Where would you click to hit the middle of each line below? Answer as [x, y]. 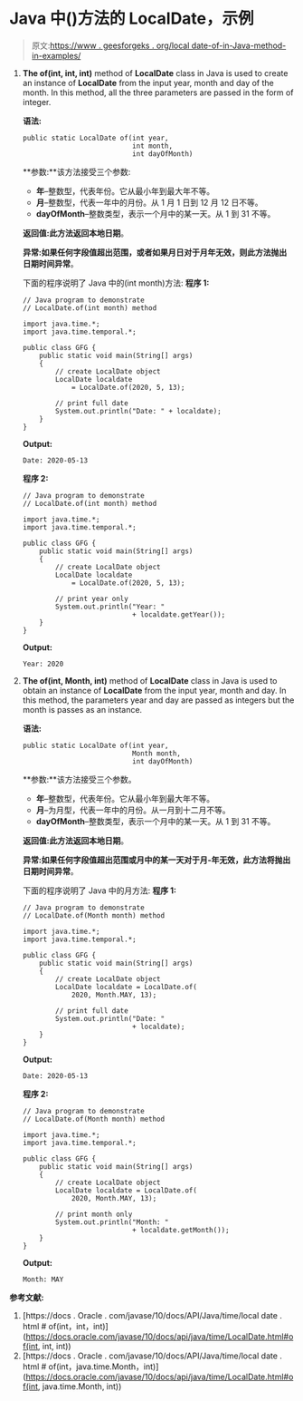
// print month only [94, 1214]
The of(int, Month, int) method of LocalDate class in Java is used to [150, 680]
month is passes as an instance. [82, 709]
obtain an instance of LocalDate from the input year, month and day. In [154, 690]
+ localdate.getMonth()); [181, 1230]
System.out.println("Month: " [112, 1222]
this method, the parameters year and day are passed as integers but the [158, 700]
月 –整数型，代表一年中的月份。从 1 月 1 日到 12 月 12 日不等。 [149, 202]
